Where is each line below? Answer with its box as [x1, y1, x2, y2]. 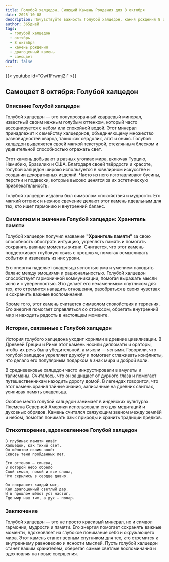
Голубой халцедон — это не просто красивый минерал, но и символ [5, 519, 153, 525]
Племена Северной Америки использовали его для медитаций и [5, 404, 145, 410]
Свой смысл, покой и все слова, [5, 469, 73, 474]
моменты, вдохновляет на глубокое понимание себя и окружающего [5, 530, 155, 536]
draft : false [5, 59, 33, 64]
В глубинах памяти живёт [5, 438, 57, 444]
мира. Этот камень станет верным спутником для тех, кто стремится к [5, 535, 158, 541]
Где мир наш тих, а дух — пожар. [5, 495, 75, 501]
